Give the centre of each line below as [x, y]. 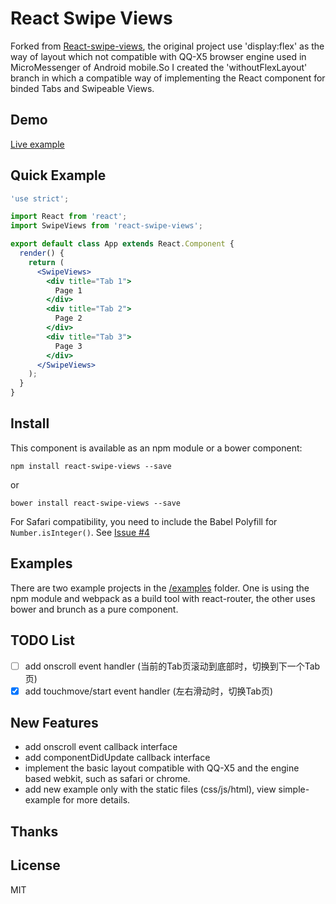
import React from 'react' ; [69, 217]
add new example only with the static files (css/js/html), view [150, 789]
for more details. [96, 800]
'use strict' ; [40, 198]
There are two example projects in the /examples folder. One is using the [160, 588]
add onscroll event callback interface [101, 747]
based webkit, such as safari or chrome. [107, 779]
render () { [42, 253]
